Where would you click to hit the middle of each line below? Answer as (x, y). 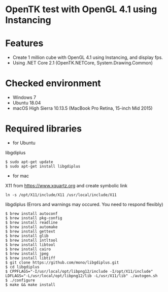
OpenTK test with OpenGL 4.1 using (81, 9)
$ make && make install (30, 285)
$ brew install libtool (30, 245)
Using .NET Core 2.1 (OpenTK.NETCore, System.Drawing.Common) (83, 63)
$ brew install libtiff (30, 258)
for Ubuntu (24, 143)
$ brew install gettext (30, 232)
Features (24, 43)
